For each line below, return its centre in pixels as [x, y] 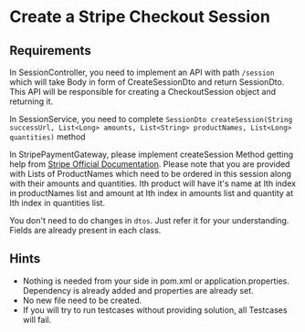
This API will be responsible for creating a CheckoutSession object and [143, 92]
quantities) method [47, 137]
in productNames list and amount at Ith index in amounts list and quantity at [152, 193]
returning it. [32, 101]
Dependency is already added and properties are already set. [138, 290]
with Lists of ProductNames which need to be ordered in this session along [151, 174]
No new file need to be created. [82, 300]
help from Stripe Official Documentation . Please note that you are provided [150, 164]
